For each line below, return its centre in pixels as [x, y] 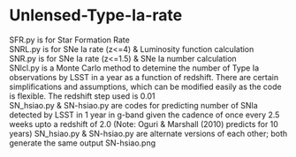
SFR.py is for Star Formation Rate [69, 40]
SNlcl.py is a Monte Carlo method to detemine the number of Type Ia [134, 68]
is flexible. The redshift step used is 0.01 [82, 96]
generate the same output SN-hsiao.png [83, 143]
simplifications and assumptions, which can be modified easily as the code [145, 86]
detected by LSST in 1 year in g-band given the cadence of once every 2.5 [144, 115]
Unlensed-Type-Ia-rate [96, 15]
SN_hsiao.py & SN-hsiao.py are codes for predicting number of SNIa [133, 105]
